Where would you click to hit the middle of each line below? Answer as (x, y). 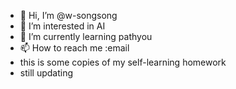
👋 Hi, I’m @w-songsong (68, 15)
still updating (46, 73)
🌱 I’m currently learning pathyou (86, 36)
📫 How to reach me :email (74, 48)
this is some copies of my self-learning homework (123, 62)
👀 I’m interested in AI (62, 26)
